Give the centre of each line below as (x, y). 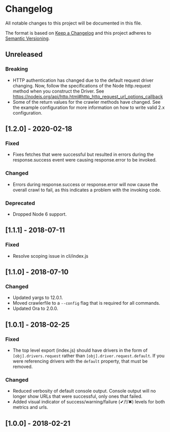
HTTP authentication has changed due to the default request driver (83, 80)
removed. (23, 367)
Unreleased (24, 54)
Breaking (17, 69)
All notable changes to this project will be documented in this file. (74, 23)
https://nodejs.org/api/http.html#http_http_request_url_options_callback (88, 96)
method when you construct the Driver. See (58, 91)
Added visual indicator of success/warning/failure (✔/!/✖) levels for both (89, 402)
